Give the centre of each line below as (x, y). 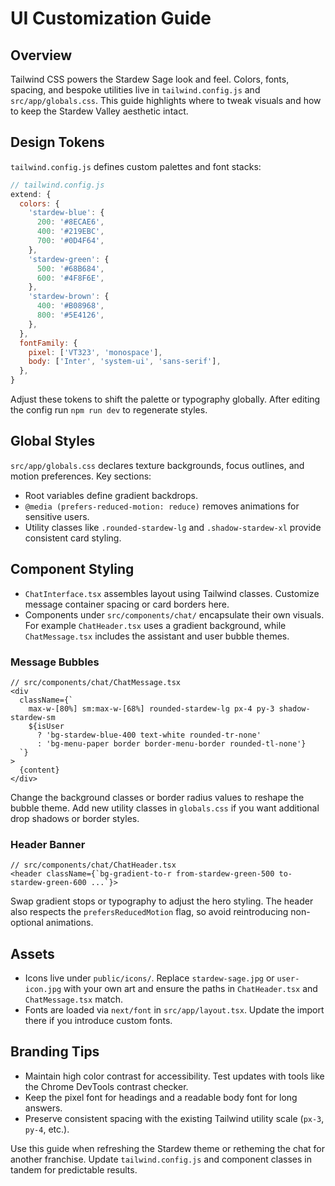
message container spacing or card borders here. (127, 604)
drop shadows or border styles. (75, 818)
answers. (43, 1108)
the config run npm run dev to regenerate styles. (109, 410)
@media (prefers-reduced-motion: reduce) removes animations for (162, 506)
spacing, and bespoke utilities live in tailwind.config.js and (135, 90)
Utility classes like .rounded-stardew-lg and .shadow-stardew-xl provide (173, 527)
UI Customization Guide (111, 18)
